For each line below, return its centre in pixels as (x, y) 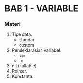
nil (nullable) (24, 66)
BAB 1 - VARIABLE (41, 9)
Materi (12, 24)
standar (27, 40)
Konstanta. (22, 76)
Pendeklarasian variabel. (36, 50)
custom (27, 45)
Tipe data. (22, 34)
